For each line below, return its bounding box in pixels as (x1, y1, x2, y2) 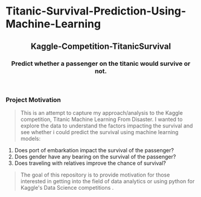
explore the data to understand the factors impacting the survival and (20, 122, 193, 129)
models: (20, 135, 41, 143)
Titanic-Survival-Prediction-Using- (5, 4, 187, 18)
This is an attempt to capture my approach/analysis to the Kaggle (20, 109, 183, 117)
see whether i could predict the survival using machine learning (20, 129, 179, 136)
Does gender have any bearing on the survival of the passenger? (14, 153, 176, 161)
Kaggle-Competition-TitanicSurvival (30, 41, 171, 51)
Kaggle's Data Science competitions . (20, 184, 114, 192)
